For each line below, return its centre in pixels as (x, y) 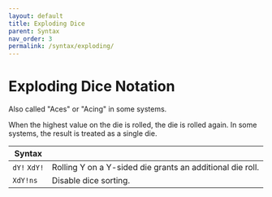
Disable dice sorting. (91, 181)
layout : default (36, 16)
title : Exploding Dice (47, 24)
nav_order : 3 (30, 39)
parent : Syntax (34, 31)
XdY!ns (25, 181)
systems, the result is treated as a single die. (83, 134)
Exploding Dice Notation (92, 87)
